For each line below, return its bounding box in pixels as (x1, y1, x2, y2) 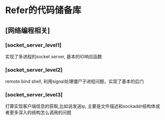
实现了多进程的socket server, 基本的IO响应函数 (5, 53, 102, 59)
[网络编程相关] (5, 26, 50, 35)
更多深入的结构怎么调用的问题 (9, 109, 71, 115)
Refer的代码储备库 (5, 5, 81, 16)
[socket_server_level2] (5, 66, 63, 73)
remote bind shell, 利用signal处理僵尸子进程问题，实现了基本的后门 (5, 78, 144, 84)
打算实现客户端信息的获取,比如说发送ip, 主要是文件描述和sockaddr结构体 (5, 103, 156, 109)
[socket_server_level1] (5, 41, 62, 48)
